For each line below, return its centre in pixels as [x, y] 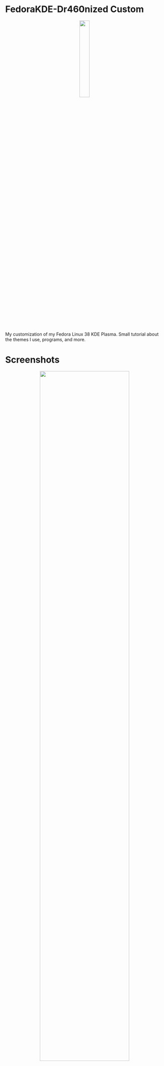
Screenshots [32, 360]
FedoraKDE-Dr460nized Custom [75, 9]
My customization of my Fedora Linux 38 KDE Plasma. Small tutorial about [82, 334]
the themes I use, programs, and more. [46, 339]
